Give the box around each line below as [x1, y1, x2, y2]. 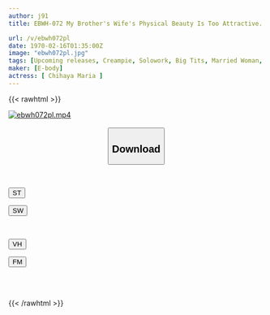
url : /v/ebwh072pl [8, 34, 71, 42]
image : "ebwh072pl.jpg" [8, 50, 89, 58]
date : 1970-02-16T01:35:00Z [8, 41, 104, 50]
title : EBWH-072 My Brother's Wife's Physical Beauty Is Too [8, 19, 220, 28]
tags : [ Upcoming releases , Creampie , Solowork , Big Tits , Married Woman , [8, 57, 264, 65]
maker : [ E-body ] [8, 64, 63, 73]
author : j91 [8, 11, 49, 20]
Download [112, 143, 161, 155]
